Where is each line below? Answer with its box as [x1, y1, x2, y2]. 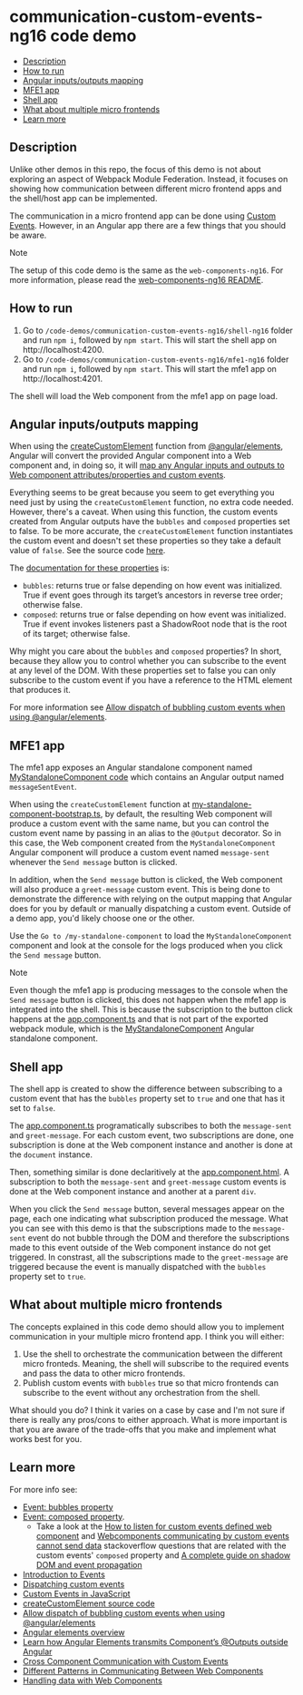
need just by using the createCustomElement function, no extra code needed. [9, 497, 294, 508]
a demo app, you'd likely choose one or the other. [9, 913, 195, 924]
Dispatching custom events [22, 1578, 125, 1589]
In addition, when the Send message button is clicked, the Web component [9, 874, 283, 885]
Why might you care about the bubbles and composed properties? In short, [9, 646, 282, 657]
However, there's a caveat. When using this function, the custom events [9, 506, 279, 518]
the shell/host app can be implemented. [9, 192, 158, 203]
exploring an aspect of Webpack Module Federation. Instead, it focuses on [9, 173, 288, 184]
